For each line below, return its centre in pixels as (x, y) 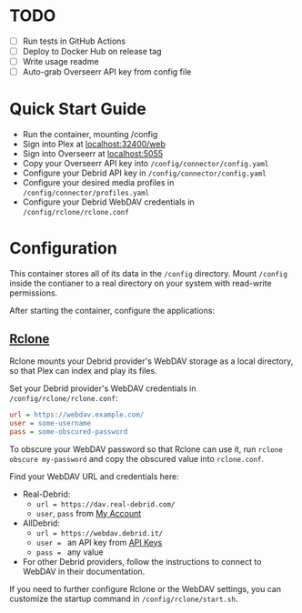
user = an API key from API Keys (99, 542)
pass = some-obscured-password (69, 432)
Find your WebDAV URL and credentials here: (95, 476)
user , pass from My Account (89, 513)
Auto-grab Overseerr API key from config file (107, 72)
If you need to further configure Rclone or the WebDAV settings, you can (146, 588)
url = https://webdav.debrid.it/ (100, 533)
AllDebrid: (41, 523)
